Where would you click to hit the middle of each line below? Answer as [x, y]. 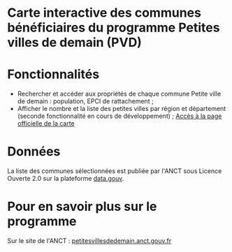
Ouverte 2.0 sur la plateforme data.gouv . [66, 179]
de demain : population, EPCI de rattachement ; [85, 101]
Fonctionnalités [53, 74]
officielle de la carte [46, 124]
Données [34, 152]
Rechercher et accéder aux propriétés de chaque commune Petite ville [119, 94]
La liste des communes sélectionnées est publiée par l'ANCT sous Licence [115, 171]
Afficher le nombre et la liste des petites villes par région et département [122, 109]
